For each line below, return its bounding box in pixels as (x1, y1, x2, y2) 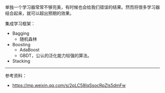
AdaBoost (19, 47, 40, 53)
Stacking (12, 58, 30, 64)
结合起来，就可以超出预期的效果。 (5, 10, 74, 16)
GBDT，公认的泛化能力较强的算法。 (19, 53, 92, 58)
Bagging (12, 31, 29, 36)
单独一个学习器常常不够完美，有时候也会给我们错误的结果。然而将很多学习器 (5, 4, 160, 10)
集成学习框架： (5, 21, 35, 26)
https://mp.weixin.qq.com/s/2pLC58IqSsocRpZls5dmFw (12, 82, 126, 88)
